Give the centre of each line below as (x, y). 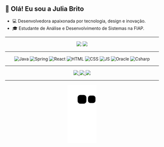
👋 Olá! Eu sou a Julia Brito (45, 9)
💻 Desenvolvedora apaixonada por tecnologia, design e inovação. (79, 21)
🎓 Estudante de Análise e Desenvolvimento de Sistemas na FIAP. (78, 28)
